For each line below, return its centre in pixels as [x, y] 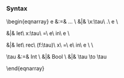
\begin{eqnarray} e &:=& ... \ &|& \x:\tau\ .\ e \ [62, 22]
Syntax [17, 8]
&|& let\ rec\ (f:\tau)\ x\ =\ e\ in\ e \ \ [50, 45]
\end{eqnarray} [25, 68]
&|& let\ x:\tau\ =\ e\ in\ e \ [38, 33]
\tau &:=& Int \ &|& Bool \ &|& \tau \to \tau [57, 57]
